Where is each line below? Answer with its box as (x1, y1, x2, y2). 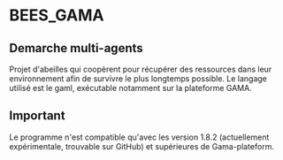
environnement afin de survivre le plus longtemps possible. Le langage (9, 73, 268, 84)
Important (9, 108, 65, 124)
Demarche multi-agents (9, 41, 143, 56)
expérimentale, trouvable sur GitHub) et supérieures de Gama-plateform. (9, 141, 274, 151)
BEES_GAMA (9, 5, 104, 26)
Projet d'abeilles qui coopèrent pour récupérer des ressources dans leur (9, 64, 272, 74)
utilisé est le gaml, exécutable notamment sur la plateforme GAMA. (9, 83, 252, 93)
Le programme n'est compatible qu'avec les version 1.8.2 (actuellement (9, 132, 270, 142)
